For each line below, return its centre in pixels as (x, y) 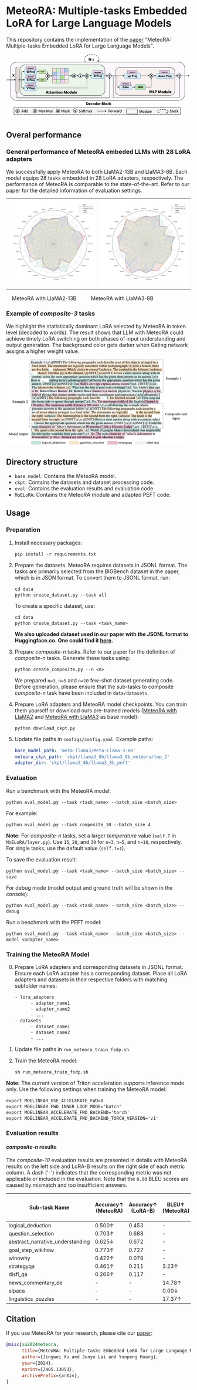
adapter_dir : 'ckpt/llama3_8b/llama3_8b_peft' (72, 763)
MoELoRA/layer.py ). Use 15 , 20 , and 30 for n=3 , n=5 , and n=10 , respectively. (94, 842)
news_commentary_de (35, 1283)
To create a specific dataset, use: (55, 605)
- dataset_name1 (50, 1026)
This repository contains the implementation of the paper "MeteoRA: (89, 39)
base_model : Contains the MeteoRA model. (65, 476)
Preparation (23, 530)
